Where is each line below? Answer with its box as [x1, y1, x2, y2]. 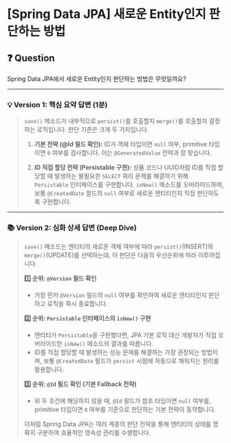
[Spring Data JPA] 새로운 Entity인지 [7, 6, 206, 22]
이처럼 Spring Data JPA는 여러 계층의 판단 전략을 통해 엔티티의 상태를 [23, 420, 212, 428]
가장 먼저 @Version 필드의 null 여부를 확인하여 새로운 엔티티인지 [34, 290, 208, 299]
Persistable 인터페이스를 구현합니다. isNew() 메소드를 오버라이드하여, [34, 180, 224, 189]
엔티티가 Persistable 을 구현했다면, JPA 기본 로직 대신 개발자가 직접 [34, 331, 217, 339]
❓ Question [7, 52, 55, 64]
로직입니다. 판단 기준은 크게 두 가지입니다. [36, 125, 149, 134]
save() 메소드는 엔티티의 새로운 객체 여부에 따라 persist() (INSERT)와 [23, 242, 214, 250]
